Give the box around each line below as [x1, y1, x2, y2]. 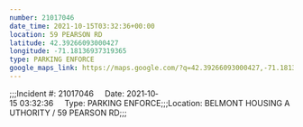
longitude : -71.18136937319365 [9, 47, 127, 56]
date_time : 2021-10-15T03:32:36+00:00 [9, 22, 155, 31]
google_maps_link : [9, 64, 78, 73]
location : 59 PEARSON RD [9, 30, 103, 39]
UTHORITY [9, 107, 51, 118]
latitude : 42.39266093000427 [9, 38, 119, 48]
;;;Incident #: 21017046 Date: [9, 87, 124, 99]
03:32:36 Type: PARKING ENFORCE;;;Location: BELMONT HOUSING [19, 97, 282, 108]
